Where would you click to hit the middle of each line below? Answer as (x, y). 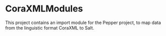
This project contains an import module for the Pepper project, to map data (83, 22)
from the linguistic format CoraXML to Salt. (50, 27)
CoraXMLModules (44, 9)
